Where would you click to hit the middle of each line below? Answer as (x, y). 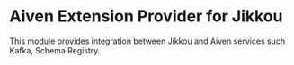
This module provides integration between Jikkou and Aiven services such (147, 41)
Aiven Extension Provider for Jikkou (146, 16)
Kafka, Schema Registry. (55, 50)
